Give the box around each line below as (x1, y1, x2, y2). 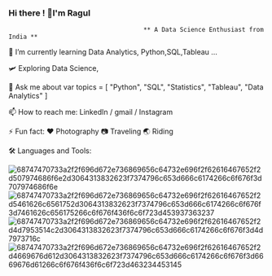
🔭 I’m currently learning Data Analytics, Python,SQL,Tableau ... (8, 47, 218, 57)
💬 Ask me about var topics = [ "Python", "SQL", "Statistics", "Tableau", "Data (8, 82, 264, 92)
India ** (8, 33, 38, 42)
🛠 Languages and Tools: (8, 146, 92, 156)
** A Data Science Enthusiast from (143, 26, 265, 34)
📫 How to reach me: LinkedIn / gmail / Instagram (8, 107, 173, 117)
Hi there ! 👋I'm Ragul (8, 7, 91, 19)
